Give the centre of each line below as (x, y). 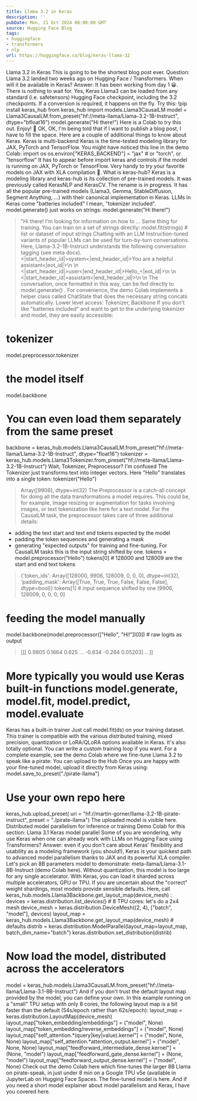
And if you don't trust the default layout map (133, 991)
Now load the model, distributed (86, 956)
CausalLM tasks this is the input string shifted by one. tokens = (91, 552)
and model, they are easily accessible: (67, 315)
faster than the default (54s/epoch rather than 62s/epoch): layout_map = (94, 1010)
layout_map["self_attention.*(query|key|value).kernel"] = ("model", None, (95, 1035)
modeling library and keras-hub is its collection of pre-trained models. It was (99, 178)
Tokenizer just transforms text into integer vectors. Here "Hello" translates (96, 473)
